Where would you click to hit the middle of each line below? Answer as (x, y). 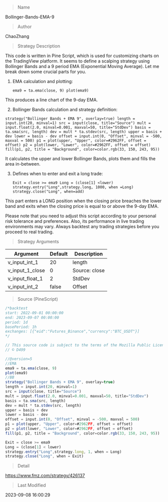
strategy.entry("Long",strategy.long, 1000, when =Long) (73, 187)
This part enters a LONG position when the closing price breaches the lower (83, 201)
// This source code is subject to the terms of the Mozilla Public (78, 345)
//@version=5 (19, 359)
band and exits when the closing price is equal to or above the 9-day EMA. (82, 206)
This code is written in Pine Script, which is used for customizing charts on (82, 56)
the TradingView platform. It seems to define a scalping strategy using (77, 61)
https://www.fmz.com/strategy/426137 (45, 475)
